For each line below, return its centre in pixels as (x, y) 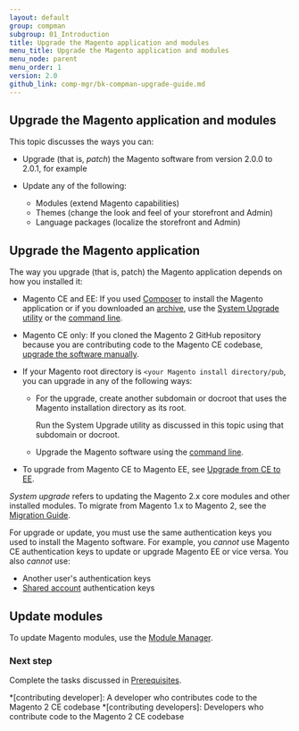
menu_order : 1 (36, 68)
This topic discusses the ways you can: (82, 142)
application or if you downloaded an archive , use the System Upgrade (150, 309)
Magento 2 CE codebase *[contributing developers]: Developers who (137, 707)
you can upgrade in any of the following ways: (107, 381)
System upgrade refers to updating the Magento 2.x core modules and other (149, 497)
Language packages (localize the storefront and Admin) (138, 222)
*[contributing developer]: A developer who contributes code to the (133, 698)
